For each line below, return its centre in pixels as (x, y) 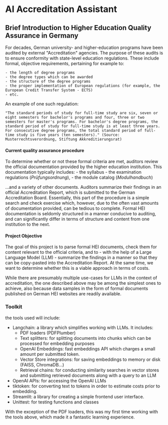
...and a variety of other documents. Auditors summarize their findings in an (83, 187)
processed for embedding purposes (57, 343)
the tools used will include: (33, 318)
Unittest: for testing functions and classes (56, 402)
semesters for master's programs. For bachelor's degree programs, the (81, 122)
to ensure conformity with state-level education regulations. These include (82, 58)
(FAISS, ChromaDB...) (42, 364)
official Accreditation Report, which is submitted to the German (70, 192)
